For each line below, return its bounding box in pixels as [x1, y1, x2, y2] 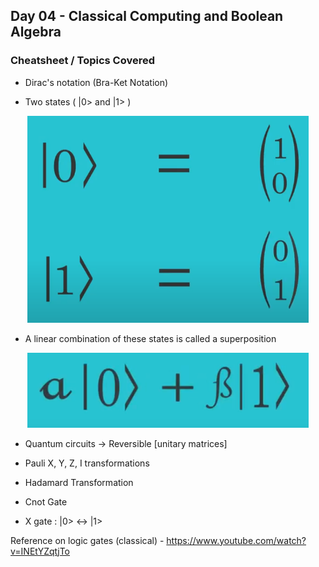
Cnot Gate [24, 495, 68, 508]
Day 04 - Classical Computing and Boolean [10, 8, 284, 25]
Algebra [10, 24, 62, 41]
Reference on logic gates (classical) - [10, 534, 165, 546]
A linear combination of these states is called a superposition [24, 333, 277, 344]
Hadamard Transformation [24, 476, 134, 488]
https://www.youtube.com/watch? [166, 534, 307, 546]
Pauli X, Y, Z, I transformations [24, 457, 150, 469]
